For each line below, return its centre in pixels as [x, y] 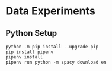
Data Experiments [50, 11]
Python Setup [31, 33]
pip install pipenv [30, 52]
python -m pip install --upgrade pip [52, 47]
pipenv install [24, 57]
